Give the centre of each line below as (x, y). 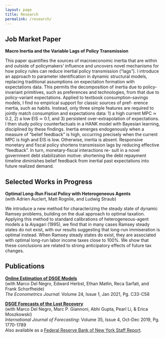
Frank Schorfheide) (25, 289)
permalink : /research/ (28, 19)
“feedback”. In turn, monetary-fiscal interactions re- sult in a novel (72, 150)
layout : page (19, 10)
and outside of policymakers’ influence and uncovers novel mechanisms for (82, 66)
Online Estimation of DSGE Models (41, 278)
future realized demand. (30, 166)
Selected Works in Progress (49, 182)
